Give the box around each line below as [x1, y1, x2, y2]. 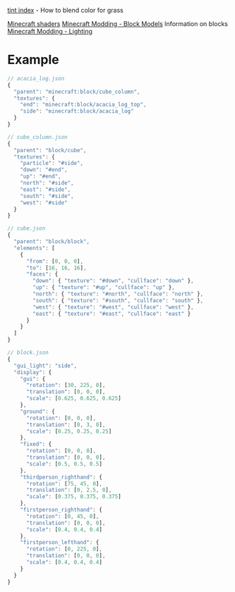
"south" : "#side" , [20, 192, 74, 199]
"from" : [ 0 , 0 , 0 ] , [25, 257, 83, 265]
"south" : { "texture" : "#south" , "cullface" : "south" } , [32, 297, 204, 304]
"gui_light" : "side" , [13, 362, 78, 369]
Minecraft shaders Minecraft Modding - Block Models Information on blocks [7, 20, 228, 27]
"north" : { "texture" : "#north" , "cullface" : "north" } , [32, 290, 204, 298]
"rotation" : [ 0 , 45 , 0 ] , [25, 512, 100, 520]
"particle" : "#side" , [20, 160, 83, 167]
